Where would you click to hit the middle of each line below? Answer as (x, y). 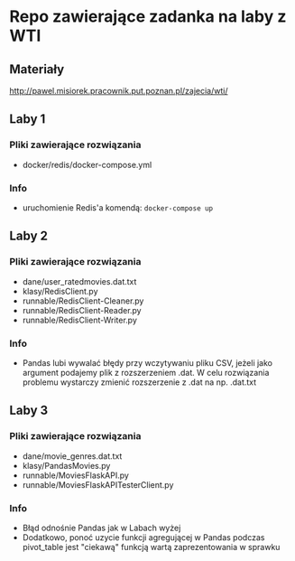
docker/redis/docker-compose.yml (87, 164)
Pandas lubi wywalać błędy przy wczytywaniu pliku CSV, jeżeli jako (147, 362)
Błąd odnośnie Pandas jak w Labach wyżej (101, 528)
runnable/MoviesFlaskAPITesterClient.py (98, 484)
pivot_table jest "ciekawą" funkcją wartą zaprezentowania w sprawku (151, 547)
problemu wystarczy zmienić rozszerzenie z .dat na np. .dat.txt (139, 382)
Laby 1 (28, 119)
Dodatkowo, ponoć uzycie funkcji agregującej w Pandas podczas (143, 537)
